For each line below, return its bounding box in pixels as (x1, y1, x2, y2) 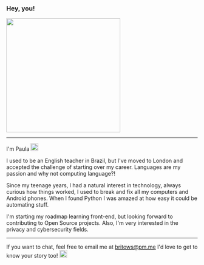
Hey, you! (6, 4, 35, 13)
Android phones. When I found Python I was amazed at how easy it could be (6, 194, 198, 202)
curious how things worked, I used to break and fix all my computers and (6, 188, 189, 196)
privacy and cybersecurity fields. (6, 226, 89, 233)
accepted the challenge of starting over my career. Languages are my (6, 163, 181, 171)
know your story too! (6, 252, 58, 260)
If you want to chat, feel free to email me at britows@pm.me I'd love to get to (6, 243, 199, 250)
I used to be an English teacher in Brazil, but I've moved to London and (6, 157, 183, 165)
